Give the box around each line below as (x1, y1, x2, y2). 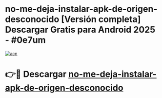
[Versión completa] (61, 14, 141, 25)
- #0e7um (5, 35, 46, 46)
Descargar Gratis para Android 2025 (5, 24, 156, 35)
